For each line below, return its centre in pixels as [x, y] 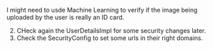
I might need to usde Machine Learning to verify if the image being [102, 10]
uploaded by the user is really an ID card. [65, 17]
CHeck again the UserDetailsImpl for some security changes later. [111, 31]
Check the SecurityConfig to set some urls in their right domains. [110, 38]
